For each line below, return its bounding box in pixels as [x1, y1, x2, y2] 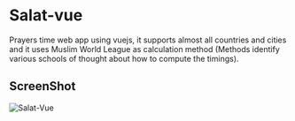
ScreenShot [9, 79, 76, 94]
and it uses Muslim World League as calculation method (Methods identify [9, 43, 281, 54]
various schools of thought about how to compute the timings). [9, 53, 239, 64]
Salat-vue [9, 5, 83, 26]
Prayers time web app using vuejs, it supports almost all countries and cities [9, 34, 287, 45]
